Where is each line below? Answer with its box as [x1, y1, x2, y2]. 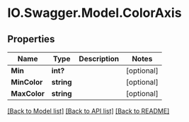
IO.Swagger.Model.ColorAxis [7, 5, 182, 21]
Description [79, 54, 120, 63]
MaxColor [11, 89, 45, 98]
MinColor [11, 78, 43, 87]
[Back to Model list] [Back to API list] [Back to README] [7, 107, 170, 115]
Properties [7, 33, 55, 45]
